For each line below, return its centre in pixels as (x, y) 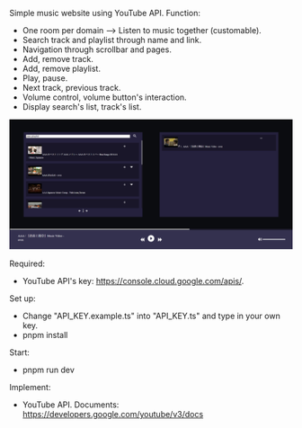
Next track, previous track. (71, 88)
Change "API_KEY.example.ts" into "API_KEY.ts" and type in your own (151, 316)
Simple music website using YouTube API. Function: (105, 13)
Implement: (30, 387)
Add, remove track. (58, 59)
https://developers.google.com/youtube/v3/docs (113, 414)
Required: (27, 263)
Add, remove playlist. (62, 68)
